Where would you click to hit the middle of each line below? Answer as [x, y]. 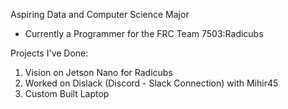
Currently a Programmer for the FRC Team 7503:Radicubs [144, 33]
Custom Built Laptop [67, 93]
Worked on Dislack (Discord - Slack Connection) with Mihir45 [151, 83]
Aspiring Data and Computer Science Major [100, 14]
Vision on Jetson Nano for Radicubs [98, 72]
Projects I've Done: [49, 53]
